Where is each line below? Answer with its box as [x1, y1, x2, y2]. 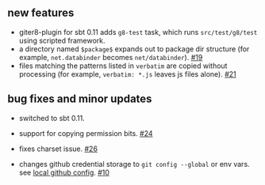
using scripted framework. [18, 36, 106, 45]
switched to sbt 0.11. [18, 113, 85, 123]
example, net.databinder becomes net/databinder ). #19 [18, 52, 203, 62]
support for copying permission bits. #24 [18, 128, 153, 138]
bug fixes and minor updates [7, 92, 152, 106]
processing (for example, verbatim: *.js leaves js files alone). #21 [18, 69, 237, 78]
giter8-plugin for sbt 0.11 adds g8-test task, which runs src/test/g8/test [18, 27, 258, 36]
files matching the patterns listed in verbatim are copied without [18, 61, 228, 70]
